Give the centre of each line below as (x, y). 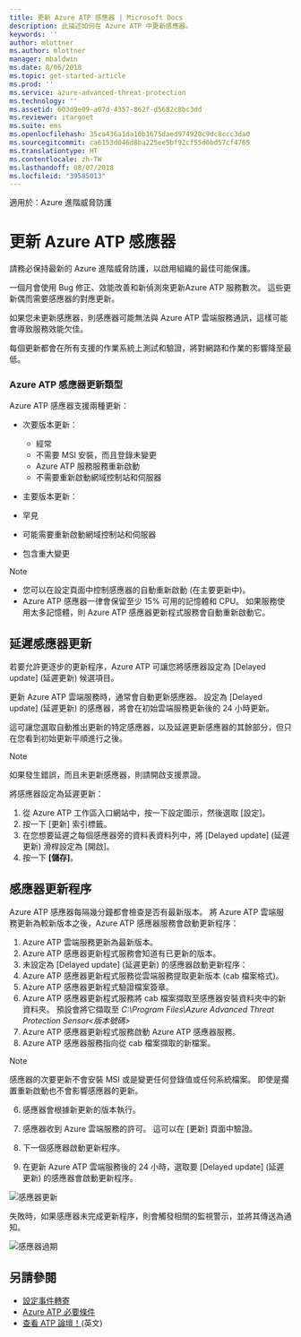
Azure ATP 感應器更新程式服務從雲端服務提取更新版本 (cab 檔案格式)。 (153, 976)
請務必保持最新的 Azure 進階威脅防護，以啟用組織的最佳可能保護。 (132, 269)
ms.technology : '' (43, 101)
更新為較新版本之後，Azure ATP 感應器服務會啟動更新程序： (128, 923)
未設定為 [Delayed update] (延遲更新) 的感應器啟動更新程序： (135, 965)
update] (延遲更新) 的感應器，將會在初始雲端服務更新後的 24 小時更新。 (142, 708)
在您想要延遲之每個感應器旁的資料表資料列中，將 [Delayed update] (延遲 (156, 835)
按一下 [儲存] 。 (50, 858)
